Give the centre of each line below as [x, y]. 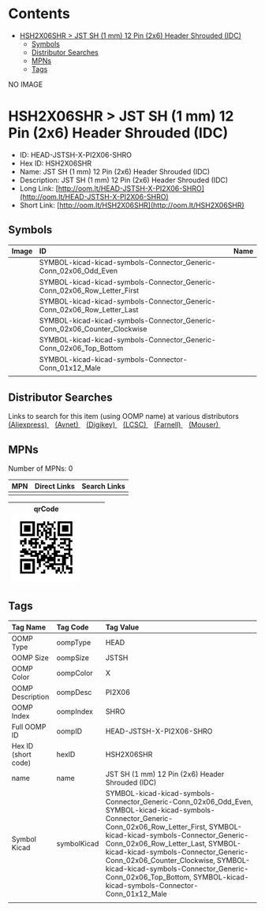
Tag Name [28, 627]
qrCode [46, 509]
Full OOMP [29, 727]
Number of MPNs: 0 [41, 469]
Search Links [104, 486]
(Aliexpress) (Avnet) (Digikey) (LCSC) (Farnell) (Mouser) [114, 425]
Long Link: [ [39, 188]
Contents [39, 14]
